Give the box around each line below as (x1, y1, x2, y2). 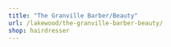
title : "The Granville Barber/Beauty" (8, 11, 138, 20)
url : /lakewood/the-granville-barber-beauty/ (8, 19, 163, 27)
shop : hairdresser (8, 26, 70, 34)
